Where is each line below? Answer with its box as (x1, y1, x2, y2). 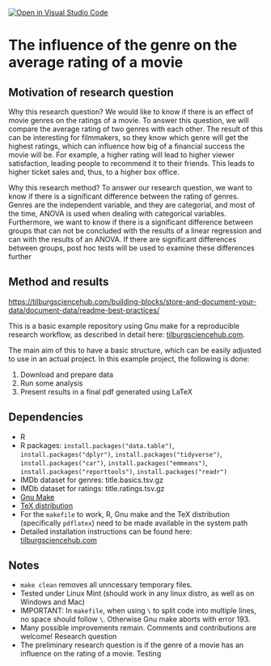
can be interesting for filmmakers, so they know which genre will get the (8, 133, 249, 142)
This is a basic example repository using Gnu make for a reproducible (8, 321, 240, 331)
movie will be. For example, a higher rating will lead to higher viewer (8, 150, 235, 160)
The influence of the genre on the (8, 36, 238, 54)
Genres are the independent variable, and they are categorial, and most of (8, 200, 256, 210)
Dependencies (8, 410, 83, 425)
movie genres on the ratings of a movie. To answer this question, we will (8, 116, 249, 125)
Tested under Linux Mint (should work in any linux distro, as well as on (19, 588, 255, 599)
